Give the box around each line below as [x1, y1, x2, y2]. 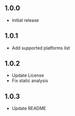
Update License [11, 72, 44, 79]
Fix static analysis [11, 78, 48, 84]
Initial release [11, 17, 39, 23]
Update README [11, 106, 46, 112]
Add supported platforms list [11, 45, 70, 51]
